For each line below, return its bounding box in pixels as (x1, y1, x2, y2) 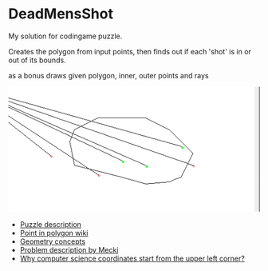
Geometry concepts (19, 237, 86, 246)
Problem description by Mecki (19, 245, 119, 255)
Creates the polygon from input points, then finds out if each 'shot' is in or (8, 46, 251, 56)
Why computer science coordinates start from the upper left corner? (19, 253, 245, 264)
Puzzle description (19, 220, 82, 229)
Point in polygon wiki (19, 229, 89, 238)
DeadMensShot (8, 5, 114, 23)
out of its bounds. (8, 55, 66, 65)
